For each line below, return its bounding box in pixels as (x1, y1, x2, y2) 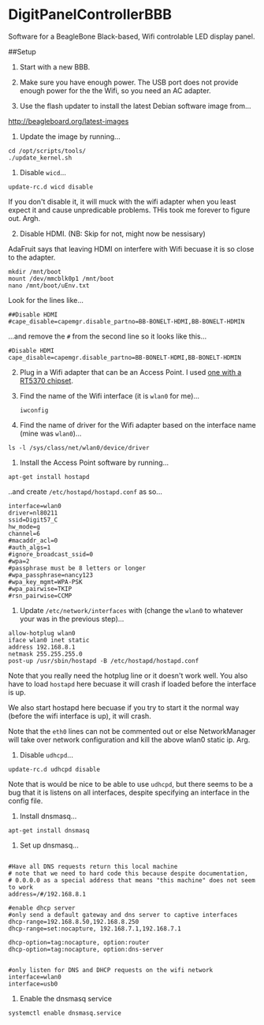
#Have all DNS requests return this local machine (8, 862, 178, 870)
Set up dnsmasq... (19, 840, 79, 850)
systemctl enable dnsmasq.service (8, 1008, 122, 1017)
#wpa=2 (8, 557, 30, 565)
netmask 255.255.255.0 (8, 649, 83, 658)
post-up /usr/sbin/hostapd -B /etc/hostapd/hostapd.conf (8, 657, 199, 664)
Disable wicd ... (19, 167, 67, 177)
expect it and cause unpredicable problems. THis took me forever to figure (8, 205, 251, 215)
